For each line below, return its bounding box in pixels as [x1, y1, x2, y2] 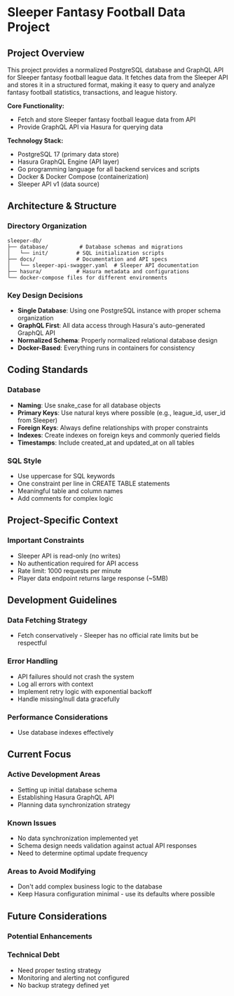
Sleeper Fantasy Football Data [7, 4, 186, 20]
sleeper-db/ [7, 237, 42, 244]
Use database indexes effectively [17, 728, 114, 736]
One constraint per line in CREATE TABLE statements [17, 479, 170, 487]
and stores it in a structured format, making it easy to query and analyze [7, 81, 216, 89]
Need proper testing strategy [17, 966, 102, 974]
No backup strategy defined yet [17, 981, 110, 989]
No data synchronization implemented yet [17, 834, 139, 842]
